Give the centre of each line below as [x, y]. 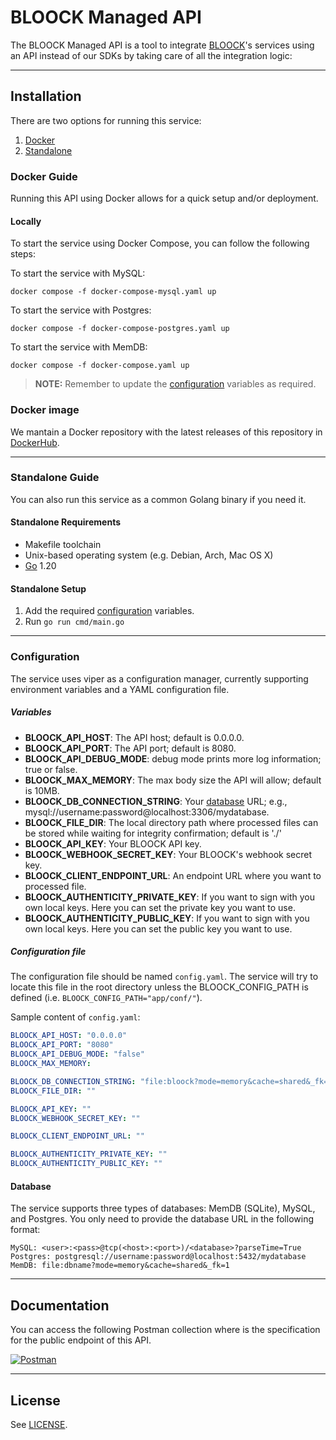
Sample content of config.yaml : [75, 1017]
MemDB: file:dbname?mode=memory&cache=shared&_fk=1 [120, 1266]
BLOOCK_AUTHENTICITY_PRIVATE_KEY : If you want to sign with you [170, 897]
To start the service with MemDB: [79, 347]
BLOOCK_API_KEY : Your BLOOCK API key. [113, 843]
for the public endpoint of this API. [81, 1340]
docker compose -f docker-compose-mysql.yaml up [113, 292]
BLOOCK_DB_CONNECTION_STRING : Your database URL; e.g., [156, 801]
